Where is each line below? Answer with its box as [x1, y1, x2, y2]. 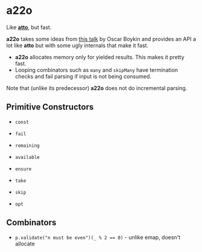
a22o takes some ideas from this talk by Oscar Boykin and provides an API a [6, 35, 197, 42]
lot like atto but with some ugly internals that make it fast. [6, 42, 149, 49]
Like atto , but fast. [6, 24, 52, 31]
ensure [14, 166, 32, 172]
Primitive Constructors [6, 102, 94, 112]
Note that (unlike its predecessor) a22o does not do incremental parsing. [6, 84, 188, 91]
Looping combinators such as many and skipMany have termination [14, 66, 178, 73]
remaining [14, 143, 40, 149]
